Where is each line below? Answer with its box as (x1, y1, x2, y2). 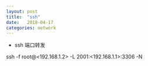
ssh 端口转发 (14, 41, 46, 48)
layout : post (6, 8, 38, 15)
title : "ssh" (6, 14, 41, 20)
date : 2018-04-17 (6, 19, 54, 25)
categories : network (6, 25, 57, 31)
